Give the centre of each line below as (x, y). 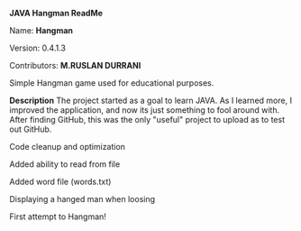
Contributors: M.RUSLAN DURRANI (75, 65)
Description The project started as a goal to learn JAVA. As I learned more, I (151, 100)
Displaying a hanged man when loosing (82, 199)
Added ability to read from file (65, 164)
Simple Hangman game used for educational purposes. (112, 83)
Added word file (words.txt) (60, 181)
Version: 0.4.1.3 (37, 48)
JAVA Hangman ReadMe (56, 13)
